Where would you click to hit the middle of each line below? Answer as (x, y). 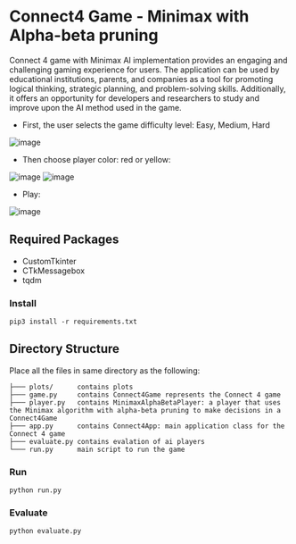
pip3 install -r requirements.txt (74, 322)
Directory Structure (65, 349)
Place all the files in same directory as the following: (105, 370)
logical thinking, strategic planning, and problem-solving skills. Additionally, (148, 88)
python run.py (36, 490)
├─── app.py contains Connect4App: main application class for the (147, 426)
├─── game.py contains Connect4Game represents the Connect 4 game (145, 395)
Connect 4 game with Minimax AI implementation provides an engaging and (148, 60)
